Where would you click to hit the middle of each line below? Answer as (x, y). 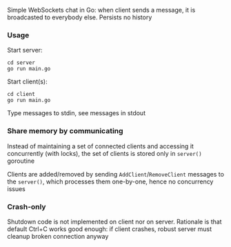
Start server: (25, 50)
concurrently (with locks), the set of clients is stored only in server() (104, 153)
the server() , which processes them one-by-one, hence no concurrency (110, 181)
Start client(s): (27, 81)
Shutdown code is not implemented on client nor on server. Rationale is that (114, 221)
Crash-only (27, 206)
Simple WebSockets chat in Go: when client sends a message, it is (101, 10)
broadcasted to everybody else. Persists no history (80, 17)
